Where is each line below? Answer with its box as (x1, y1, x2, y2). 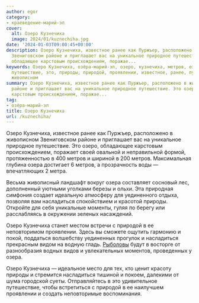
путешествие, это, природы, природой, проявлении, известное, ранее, (11, 69, 187, 75)
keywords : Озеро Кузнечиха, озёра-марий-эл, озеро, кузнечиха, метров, (6, 63, 187, 70)
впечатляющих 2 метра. (6, 167, 68, 175)
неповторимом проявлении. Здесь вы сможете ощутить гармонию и (6, 228, 181, 235)
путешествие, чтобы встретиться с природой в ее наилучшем (6, 284, 164, 291)
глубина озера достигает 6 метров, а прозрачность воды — (6, 161, 159, 168)
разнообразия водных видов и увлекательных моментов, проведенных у (6, 247, 192, 254)
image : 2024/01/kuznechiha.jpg (11, 36, 89, 42)
